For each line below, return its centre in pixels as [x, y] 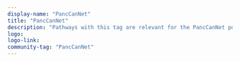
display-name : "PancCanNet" [49, 14]
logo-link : [24, 41]
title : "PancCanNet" [38, 21]
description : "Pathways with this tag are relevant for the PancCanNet [116, 27]
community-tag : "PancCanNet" [51, 47]
